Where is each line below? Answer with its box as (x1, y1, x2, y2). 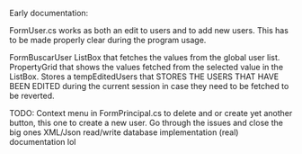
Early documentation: (9, 8, 89, 18)
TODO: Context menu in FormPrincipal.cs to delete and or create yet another (9, 108, 293, 118)
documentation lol (9, 137, 76, 147)
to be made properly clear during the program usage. (9, 35, 207, 45)
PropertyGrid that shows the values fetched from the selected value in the (9, 62, 284, 72)
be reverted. (9, 90, 56, 101)
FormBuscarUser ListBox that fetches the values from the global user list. (9, 52, 280, 62)
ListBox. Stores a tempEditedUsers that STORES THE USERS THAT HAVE (9, 71, 280, 82)
